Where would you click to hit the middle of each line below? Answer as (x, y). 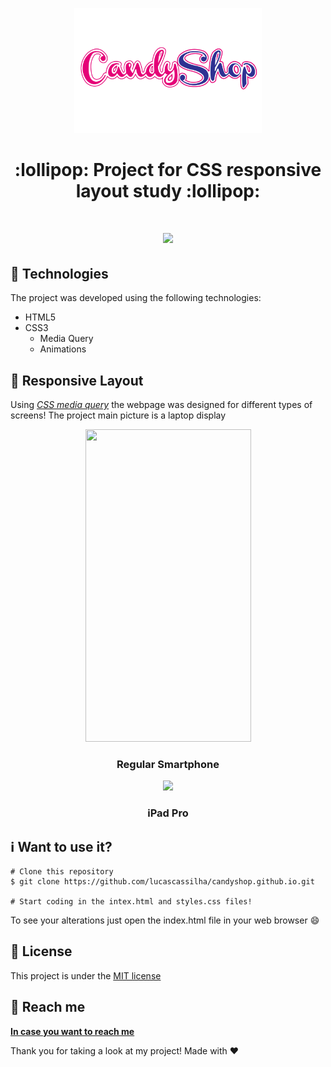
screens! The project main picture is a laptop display (118, 415)
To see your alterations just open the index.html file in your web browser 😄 (165, 920)
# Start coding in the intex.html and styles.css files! (131, 902)
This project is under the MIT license (86, 975)
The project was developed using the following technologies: (136, 298)
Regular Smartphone (168, 764)
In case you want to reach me (72, 1031)
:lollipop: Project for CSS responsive (168, 170)
